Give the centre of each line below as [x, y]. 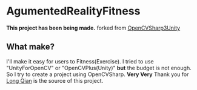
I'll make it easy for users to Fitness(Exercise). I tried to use [80, 61]
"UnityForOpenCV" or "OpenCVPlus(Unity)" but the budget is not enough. [99, 68]
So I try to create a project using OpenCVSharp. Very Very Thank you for [98, 74]
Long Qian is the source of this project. [55, 80]
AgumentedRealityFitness [73, 11]
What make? [31, 47]
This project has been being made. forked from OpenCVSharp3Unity [93, 28]
